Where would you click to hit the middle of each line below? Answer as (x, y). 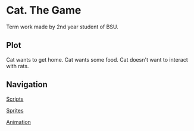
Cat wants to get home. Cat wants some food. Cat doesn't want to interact (97, 59)
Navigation (27, 84)
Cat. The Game (44, 10)
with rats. (18, 66)
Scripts (15, 99)
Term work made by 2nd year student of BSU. (62, 27)
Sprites (15, 110)
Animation (19, 122)
